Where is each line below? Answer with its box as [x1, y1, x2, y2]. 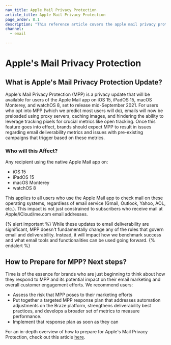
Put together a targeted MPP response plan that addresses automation [12, 297, 161, 303]
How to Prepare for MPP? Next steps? [5, 257, 127, 266]
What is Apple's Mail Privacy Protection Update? [5, 77, 162, 87]
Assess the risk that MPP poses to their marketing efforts [12, 291, 133, 298]
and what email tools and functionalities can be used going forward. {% [5, 237, 155, 244]
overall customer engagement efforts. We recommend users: [5, 282, 133, 288]
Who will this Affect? [5, 147, 58, 154]
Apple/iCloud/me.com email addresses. [5, 211, 88, 217]
